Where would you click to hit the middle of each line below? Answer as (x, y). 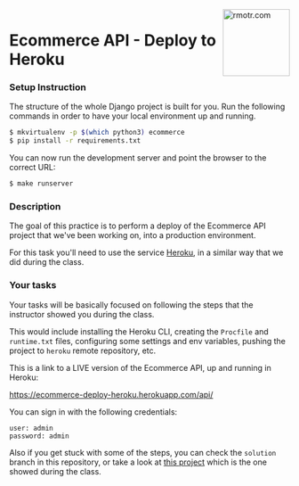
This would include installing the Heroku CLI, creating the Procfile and (139, 331)
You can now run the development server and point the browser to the (138, 158)
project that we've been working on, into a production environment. (133, 235)
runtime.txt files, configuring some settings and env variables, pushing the (148, 341)
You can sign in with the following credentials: (93, 412)
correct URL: (32, 168)
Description (35, 207)
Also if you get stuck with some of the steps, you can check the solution (143, 452)
